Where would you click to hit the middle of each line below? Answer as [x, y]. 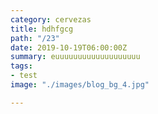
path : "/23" [35, 38]
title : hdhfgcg [42, 29]
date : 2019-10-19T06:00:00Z [69, 47]
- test [24, 76]
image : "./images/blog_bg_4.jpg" [80, 85]
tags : [21, 66]
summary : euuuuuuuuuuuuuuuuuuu [75, 57]
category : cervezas [51, 19]
